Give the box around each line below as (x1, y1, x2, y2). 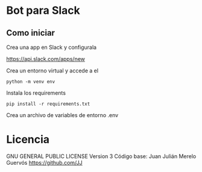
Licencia (6, 133, 50, 147)
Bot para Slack (6, 4, 80, 18)
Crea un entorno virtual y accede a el (6, 67, 98, 74)
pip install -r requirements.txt (6, 101, 90, 107)
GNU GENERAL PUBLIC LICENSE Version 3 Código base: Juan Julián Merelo (6, 152, 197, 160)
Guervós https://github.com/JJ (6, 159, 83, 166)
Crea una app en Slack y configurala (6, 43, 97, 51)
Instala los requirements (6, 89, 66, 97)
